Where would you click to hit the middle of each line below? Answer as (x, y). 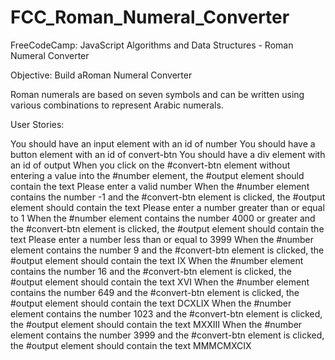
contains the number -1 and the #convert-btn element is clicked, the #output (168, 197)
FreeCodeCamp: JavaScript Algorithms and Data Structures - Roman (152, 45)
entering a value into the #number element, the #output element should (157, 175)
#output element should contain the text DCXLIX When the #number (151, 303)
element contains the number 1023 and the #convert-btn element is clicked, (166, 313)
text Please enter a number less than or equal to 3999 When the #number (162, 239)
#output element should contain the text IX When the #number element (157, 260)
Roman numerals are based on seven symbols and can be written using (157, 94)
